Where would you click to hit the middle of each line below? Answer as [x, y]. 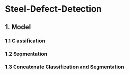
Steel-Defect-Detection [53, 9]
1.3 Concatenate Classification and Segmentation [65, 67]
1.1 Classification [25, 41]
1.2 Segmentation [26, 54]
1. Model [18, 27]
